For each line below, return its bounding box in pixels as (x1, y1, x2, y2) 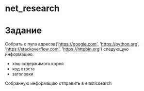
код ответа (12, 66, 35, 72)
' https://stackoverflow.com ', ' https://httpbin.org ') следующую (5, 46, 129, 52)
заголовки (12, 71, 34, 77)
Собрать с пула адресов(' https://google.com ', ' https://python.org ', (5, 41, 140, 47)
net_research (5, 3, 60, 14)
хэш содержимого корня (12, 61, 64, 67)
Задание (5, 25, 42, 36)
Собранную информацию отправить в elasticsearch (5, 80, 112, 86)
